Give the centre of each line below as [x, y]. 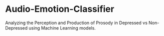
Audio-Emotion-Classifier [60, 9]
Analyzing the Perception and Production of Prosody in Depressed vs [77, 23]
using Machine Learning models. [62, 28]
